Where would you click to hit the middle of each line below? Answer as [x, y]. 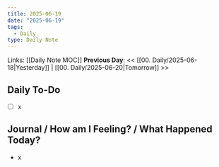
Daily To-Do [34, 90]
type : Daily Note [33, 40]
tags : [15, 27]
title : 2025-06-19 [34, 14]
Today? [24, 141]
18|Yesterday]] [28, 68]
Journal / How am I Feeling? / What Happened [110, 129]
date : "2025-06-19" [36, 20]
